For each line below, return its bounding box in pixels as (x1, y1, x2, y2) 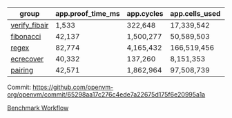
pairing (10, 66, 34, 75)
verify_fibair (10, 21, 49, 30)
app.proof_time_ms (55, 9, 121, 18)
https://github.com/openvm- (32, 83, 114, 91)
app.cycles (126, 9, 164, 18)
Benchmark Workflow (7, 104, 69, 112)
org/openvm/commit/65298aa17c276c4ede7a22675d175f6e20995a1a (7, 90, 206, 99)
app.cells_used (170, 9, 221, 18)
